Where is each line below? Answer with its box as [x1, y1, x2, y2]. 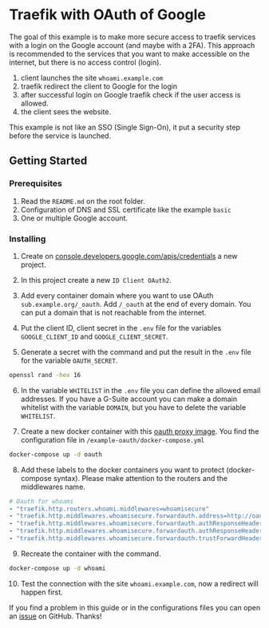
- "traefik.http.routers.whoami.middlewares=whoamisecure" [9, 505, 210, 513]
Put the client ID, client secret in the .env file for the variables [20, 323, 222, 332]
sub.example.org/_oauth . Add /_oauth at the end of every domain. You [20, 299, 251, 308]
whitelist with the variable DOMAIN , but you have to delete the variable [20, 402, 247, 412]
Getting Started [9, 154, 88, 168]
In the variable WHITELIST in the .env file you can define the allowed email [20, 385, 261, 395]
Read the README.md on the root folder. [20, 196, 146, 205]
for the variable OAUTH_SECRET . [20, 356, 118, 365]
